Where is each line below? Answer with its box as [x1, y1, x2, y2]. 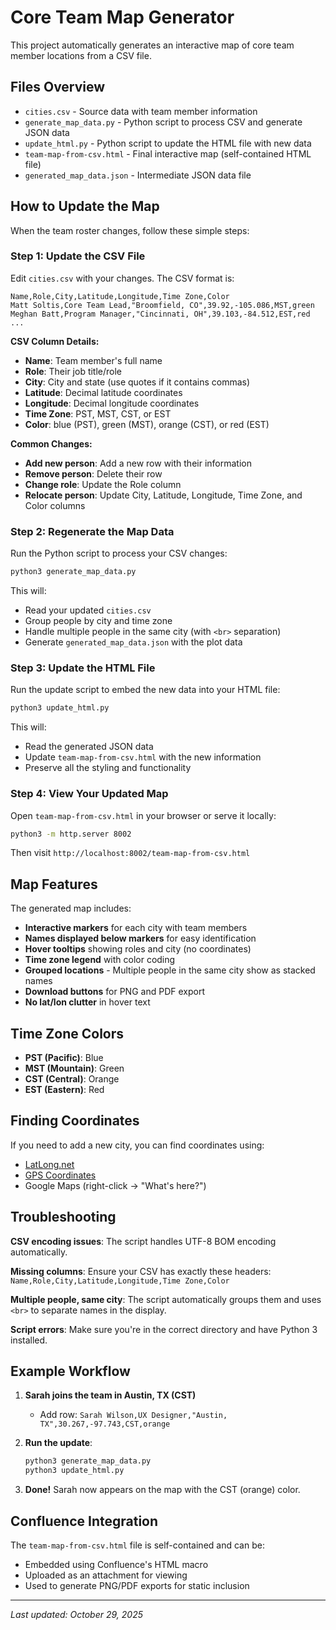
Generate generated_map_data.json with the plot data [24, 636, 243, 648]
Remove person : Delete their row [24, 467, 163, 480]
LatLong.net [24, 1158, 75, 1170]
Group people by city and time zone [24, 615, 173, 627]
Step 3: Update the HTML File [10, 661, 156, 675]
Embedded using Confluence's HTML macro [24, 1559, 209, 1570]
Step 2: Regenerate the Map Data [10, 524, 175, 538]
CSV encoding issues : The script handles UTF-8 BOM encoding [10, 1235, 277, 1247]
